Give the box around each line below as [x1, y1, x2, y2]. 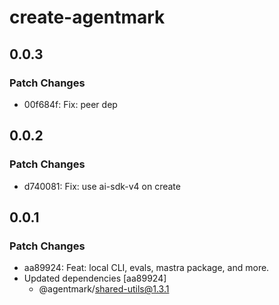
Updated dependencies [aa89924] [23, 272, 167, 285]
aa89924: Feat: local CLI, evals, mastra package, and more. [23, 262, 270, 274]
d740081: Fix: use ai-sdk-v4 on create [23, 180, 181, 192]
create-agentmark [9, 6, 166, 29]
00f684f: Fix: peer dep [23, 98, 118, 110]
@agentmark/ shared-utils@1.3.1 [38, 283, 170, 295]
